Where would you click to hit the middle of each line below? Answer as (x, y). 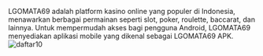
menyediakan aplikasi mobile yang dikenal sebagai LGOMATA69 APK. (121, 36)
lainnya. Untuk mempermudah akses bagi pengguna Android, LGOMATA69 (129, 28)
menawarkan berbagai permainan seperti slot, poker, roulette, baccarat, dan (132, 19)
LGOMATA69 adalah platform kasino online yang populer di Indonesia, (122, 11)
